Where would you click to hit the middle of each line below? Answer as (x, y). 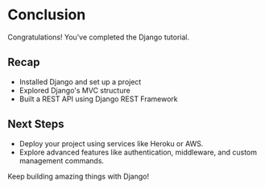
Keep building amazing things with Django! (79, 176)
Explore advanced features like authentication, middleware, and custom (138, 152)
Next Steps (36, 124)
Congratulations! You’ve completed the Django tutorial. (99, 37)
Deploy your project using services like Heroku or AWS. (111, 143)
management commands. (62, 160)
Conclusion (47, 15)
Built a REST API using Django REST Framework (98, 99)
